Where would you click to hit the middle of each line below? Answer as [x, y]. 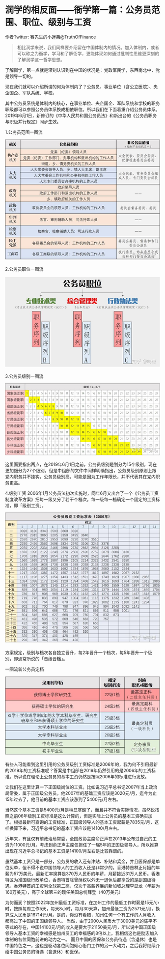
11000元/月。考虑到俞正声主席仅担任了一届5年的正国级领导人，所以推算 [86, 845]
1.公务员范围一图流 [24, 132]
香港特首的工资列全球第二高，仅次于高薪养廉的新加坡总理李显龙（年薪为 [87, 886]
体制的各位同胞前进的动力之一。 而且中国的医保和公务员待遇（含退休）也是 [81, 939]
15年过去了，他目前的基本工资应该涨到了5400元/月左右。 [63, 799]
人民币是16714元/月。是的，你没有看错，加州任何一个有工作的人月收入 [85, 915]
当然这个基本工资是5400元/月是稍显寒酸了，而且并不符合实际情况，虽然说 [80, 810]
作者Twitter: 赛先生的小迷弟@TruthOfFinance [51, 37]
